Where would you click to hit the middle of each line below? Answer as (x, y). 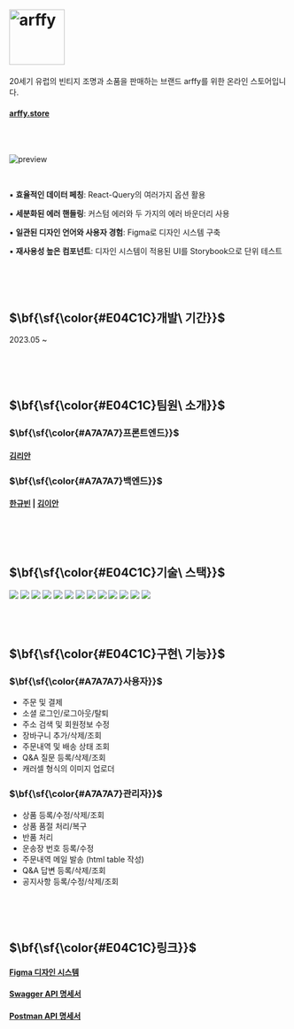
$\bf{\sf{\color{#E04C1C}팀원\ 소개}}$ (117, 406)
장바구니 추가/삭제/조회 (62, 736)
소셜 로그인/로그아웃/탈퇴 (65, 714)
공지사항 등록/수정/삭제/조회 (70, 881)
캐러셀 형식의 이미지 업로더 (68, 769)
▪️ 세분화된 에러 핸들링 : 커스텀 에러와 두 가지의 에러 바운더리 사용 (120, 213)
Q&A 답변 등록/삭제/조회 (64, 870)
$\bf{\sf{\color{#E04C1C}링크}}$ (103, 948)
